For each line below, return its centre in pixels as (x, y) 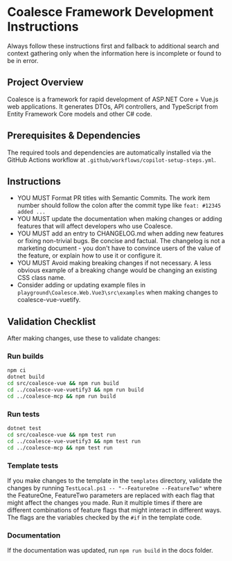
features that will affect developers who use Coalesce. (95, 226)
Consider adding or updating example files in (81, 285)
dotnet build (26, 377)
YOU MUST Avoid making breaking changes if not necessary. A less (114, 263)
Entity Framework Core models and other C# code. (80, 114)
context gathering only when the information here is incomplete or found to (114, 53)
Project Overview (45, 83)
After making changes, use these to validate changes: (84, 338)
